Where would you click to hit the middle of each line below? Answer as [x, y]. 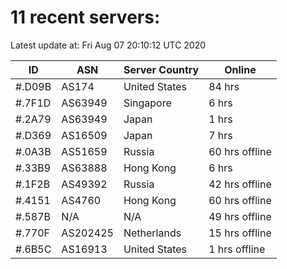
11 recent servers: [85, 17]
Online [240, 69]
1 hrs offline [237, 249]
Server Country [161, 69]
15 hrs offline [240, 233]
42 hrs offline [240, 184]
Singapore [147, 103]
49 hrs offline [240, 216]
